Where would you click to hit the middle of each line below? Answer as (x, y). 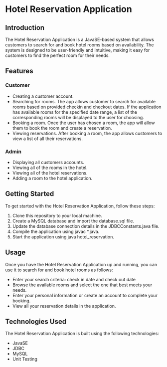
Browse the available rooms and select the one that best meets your (82, 285)
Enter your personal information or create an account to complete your (85, 295)
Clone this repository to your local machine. (57, 215)
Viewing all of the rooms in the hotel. (50, 168)
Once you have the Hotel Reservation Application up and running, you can (81, 264)
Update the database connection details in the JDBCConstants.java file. (86, 226)
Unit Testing (25, 359)
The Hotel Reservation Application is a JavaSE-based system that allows (80, 39)
